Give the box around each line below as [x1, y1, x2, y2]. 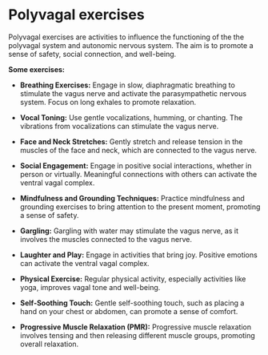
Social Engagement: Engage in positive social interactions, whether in [19, 160, 252, 170]
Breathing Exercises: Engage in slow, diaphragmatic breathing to [19, 80, 236, 90]
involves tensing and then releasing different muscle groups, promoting [19, 330, 256, 340]
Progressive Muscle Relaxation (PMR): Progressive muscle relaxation [19, 322, 252, 332]
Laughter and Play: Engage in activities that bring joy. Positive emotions [19, 250, 258, 260]
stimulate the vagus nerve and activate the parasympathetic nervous [19, 88, 246, 98]
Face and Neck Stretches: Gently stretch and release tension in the [19, 136, 243, 146]
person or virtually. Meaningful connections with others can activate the [19, 169, 258, 179]
